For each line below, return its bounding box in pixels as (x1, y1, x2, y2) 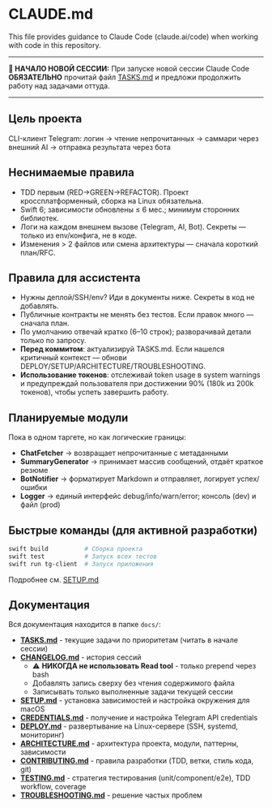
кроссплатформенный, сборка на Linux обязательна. (19, 196, 204, 205)
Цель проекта (8, 112, 83, 126)
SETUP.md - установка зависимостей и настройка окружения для (19, 695, 250, 706)
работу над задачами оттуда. (8, 80, 111, 90)
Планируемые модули (8, 410, 129, 424)
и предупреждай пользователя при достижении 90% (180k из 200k (19, 379, 254, 389)
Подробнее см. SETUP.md (8, 574, 100, 584)
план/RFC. (19, 247, 56, 257)
